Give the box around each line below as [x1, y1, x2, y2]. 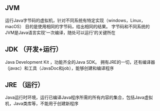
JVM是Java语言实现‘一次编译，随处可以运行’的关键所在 [5, 29, 116, 36]
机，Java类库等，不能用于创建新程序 [5, 101, 79, 107]
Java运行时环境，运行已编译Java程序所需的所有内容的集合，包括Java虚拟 [5, 94, 153, 100]
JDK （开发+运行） [5, 45, 62, 54]
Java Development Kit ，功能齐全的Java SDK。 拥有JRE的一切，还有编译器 [5, 59, 156, 65]
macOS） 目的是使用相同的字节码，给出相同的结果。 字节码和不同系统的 [5, 23, 150, 29]
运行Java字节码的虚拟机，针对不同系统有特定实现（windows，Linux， [5, 17, 146, 23]
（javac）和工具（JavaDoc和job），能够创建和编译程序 [5, 65, 114, 71]
